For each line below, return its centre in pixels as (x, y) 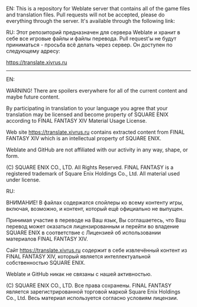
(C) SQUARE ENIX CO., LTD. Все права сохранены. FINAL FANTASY (89, 285)
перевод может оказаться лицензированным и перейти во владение (93, 226)
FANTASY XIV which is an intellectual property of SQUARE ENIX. (84, 138)
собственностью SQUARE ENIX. (46, 263)
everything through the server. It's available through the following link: (91, 21)
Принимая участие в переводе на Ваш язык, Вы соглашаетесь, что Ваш (96, 220)
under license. (23, 180)
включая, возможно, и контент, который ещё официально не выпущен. (95, 209)
